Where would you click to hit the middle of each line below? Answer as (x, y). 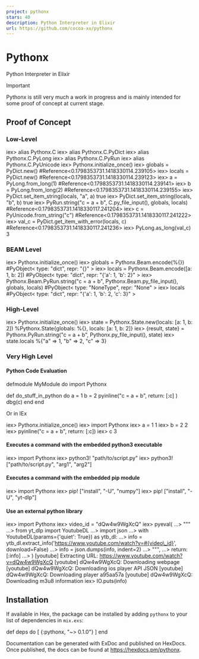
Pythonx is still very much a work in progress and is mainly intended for (94, 97)
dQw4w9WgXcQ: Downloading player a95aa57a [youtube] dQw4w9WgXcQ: (99, 575)
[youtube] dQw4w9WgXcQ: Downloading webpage (117, 562)
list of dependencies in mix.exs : (45, 620)
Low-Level (22, 139)
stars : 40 (18, 17)
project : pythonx (28, 12)
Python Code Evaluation (37, 371)
